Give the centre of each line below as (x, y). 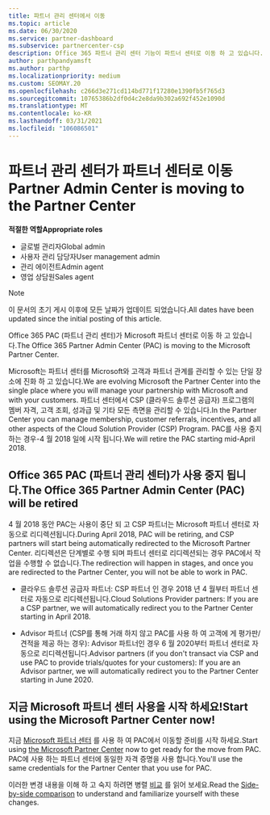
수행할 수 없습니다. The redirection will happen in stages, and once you (138, 563)
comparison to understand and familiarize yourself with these (137, 794)
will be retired (44, 504)
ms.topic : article (39, 23)
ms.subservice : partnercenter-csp (66, 46)
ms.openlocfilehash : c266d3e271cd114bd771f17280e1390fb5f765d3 (117, 91)
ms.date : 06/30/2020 (43, 31)
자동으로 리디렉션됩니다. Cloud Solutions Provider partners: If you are (147, 599)
